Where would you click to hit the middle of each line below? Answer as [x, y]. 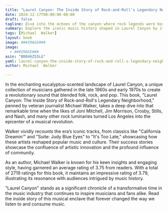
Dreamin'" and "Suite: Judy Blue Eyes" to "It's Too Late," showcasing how [81, 137]
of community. [20, 153]
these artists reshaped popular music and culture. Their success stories [79, 142]
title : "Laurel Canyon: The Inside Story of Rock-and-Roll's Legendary [81, 10]
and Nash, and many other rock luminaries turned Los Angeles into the [78, 116]
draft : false [19, 19]
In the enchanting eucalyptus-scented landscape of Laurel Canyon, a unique [84, 84]
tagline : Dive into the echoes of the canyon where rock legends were [80, 24]
